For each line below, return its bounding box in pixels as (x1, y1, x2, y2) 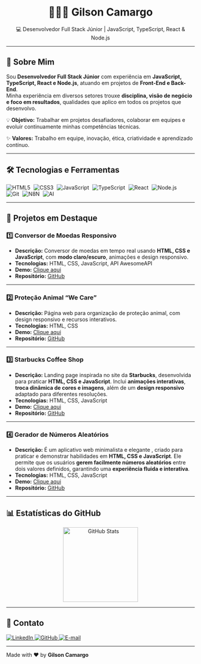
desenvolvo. (6, 105, 36, 112)
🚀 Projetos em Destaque (6, 213, 98, 223)
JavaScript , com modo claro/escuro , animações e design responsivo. (14, 253, 189, 261)
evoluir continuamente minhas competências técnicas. (6, 123, 141, 130)
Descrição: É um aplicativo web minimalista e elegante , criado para (14, 446, 183, 454)
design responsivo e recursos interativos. (14, 316, 117, 323)
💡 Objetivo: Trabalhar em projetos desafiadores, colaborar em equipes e (6, 116, 185, 123)
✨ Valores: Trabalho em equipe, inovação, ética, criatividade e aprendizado (6, 134, 193, 142)
